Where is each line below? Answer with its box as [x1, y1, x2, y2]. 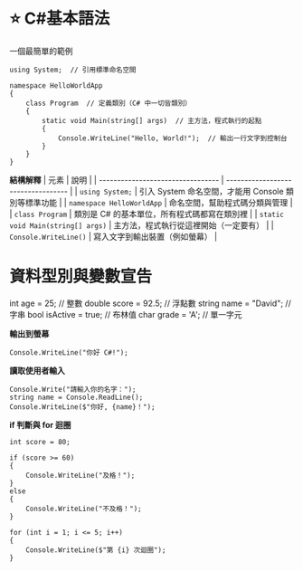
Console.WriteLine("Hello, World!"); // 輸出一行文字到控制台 [57, 133, 288, 143]
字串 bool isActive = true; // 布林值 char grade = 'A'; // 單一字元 [9, 309, 242, 319]
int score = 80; [9, 437, 71, 446]
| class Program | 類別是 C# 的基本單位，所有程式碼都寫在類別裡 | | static [9, 208, 285, 219]
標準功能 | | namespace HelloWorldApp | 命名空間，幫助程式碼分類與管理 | [24, 196, 293, 208]
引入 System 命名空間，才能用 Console [138, 186, 284, 196]
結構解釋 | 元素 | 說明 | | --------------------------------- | [9, 174, 224, 186]
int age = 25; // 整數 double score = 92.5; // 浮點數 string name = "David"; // [9, 298, 291, 309]
